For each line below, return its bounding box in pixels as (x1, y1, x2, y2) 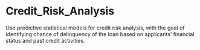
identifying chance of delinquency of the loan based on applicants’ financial (5, 30, 195, 37)
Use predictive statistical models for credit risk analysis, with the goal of (5, 24, 185, 31)
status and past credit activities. (5, 37, 85, 44)
